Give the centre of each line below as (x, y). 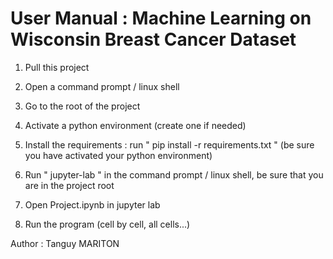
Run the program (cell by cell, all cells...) (107, 224)
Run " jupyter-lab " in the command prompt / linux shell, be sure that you (174, 174)
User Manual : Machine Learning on (161, 18)
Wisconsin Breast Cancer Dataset (153, 39)
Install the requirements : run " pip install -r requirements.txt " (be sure (169, 144)
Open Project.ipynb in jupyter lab (92, 204)
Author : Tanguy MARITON (65, 243)
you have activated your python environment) (118, 155)
